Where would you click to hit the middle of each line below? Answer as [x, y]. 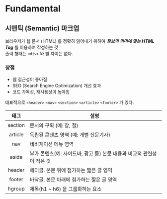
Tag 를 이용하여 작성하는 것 [32, 47]
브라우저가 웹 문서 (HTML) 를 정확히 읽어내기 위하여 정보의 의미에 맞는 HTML [80, 41]
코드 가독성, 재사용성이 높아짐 [41, 92]
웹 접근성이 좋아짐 [30, 80]
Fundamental [33, 9]
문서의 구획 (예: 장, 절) [54, 126]
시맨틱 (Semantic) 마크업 [42, 28]
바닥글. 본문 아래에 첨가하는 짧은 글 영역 [73, 180]
